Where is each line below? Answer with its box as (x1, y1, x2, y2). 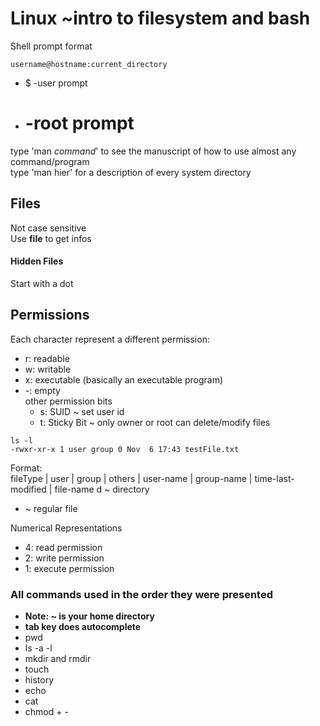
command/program (10, 155, 90, 167)
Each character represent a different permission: (10, 333, 210, 345)
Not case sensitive (10, 222, 87, 234)
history (24, 674, 55, 686)
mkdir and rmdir (24, 653, 92, 664)
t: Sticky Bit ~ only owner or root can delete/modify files (39, 416, 271, 428)
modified (10, 483, 47, 495)
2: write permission (24, 552, 105, 564)
